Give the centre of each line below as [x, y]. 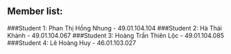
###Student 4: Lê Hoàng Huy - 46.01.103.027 [72, 43]
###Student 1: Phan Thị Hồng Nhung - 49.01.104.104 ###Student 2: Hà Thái [115, 28]
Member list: [35, 11]
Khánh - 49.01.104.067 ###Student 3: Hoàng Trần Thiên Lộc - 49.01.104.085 [116, 35]
